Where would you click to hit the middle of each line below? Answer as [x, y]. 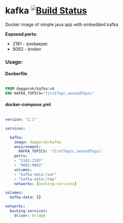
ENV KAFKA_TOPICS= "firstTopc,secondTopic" [50, 93]
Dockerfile [16, 74]
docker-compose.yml [28, 105]
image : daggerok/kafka [38, 142]
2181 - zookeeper [30, 44]
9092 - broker [27, 49]
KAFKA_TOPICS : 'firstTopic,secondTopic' [61, 151]
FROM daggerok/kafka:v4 [30, 89]
